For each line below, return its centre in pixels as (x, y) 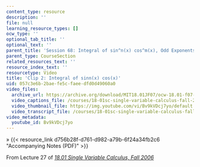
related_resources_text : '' (41, 61)
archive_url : (28, 95)
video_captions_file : (38, 100)
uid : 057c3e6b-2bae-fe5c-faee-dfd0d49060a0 (61, 84)
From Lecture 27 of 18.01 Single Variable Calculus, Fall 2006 (80, 157)
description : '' (26, 17)
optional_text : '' (29, 45)
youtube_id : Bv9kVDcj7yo (42, 123)
